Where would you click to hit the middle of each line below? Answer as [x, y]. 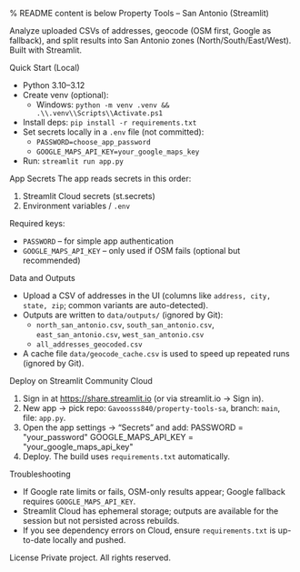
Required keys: [37, 223]
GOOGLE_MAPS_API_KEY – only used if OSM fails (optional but [131, 251]
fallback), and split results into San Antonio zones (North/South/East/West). [150, 40]
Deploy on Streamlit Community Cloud [81, 381]
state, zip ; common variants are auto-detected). [115, 305]
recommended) [51, 260]
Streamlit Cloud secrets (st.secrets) [89, 196]
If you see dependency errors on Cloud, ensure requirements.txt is [149, 530]
